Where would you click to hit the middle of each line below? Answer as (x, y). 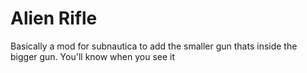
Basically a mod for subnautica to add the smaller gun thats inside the (154, 46)
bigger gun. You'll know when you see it (93, 56)
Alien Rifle (54, 18)
